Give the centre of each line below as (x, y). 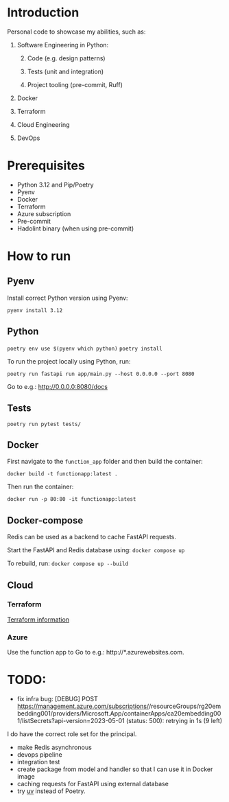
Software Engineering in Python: (63, 45)
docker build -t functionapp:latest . (62, 474)
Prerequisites (46, 166)
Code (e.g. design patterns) (66, 58)
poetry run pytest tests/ (44, 424)
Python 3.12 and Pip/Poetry (55, 185)
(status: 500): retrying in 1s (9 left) (174, 721)
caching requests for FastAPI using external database (93, 784)
